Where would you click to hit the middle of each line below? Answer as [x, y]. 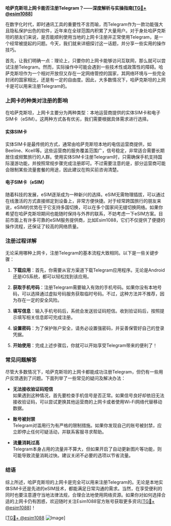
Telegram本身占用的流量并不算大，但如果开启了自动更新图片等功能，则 [87, 449]
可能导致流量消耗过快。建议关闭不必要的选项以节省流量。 [73, 456]
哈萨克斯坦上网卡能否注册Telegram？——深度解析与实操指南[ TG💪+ [76, 8]
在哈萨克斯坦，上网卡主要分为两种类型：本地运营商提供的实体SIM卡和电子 [83, 113]
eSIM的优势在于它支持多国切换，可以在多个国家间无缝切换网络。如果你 [89, 207]
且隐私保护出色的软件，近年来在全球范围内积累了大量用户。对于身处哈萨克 [83, 31]
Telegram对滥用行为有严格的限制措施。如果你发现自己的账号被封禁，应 [87, 425]
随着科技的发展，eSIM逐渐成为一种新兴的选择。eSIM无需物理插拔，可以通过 [85, 194]
